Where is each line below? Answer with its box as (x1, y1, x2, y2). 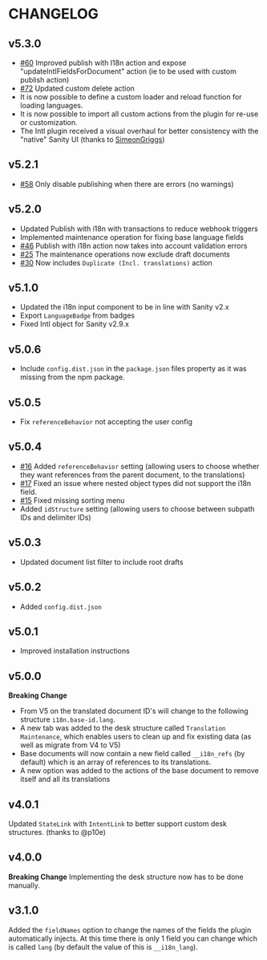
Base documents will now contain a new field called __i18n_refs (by (19, 749, 245, 759)
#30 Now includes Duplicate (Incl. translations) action (19, 257, 212, 267)
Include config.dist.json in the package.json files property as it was (19, 364, 247, 374)
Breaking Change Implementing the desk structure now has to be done (8, 872, 245, 881)
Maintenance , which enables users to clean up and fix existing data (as (19, 731, 252, 742)
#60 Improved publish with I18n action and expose (19, 58, 187, 67)
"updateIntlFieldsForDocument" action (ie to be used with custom (19, 67, 237, 76)
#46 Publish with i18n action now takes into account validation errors (19, 241, 248, 250)
